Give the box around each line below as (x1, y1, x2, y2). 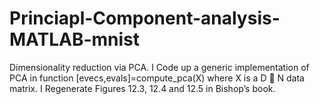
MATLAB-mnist (9, 28, 141, 51)
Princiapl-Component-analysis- (9, 7, 281, 30)
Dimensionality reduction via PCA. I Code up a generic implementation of (9, 61, 310, 73)
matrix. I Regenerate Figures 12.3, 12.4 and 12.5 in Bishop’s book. (9, 82, 276, 94)
